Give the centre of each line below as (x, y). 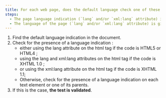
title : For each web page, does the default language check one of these (83, 10)
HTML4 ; (29, 53)
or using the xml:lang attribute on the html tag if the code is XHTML (88, 69)
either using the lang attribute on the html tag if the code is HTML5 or (90, 48)
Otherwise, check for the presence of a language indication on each (89, 80)
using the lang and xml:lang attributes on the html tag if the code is (88, 59)
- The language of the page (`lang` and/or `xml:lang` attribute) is (83, 24)
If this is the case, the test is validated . (52, 90)
